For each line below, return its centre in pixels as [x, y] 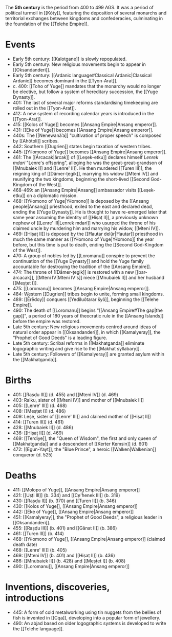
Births [18, 381]
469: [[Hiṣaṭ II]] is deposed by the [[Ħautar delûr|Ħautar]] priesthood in [88, 234]
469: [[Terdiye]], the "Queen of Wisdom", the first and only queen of [85, 438]
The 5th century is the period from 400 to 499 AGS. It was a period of [79, 7]
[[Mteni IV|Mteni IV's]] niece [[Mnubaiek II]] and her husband [100, 277]
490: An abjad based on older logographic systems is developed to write [89, 623]
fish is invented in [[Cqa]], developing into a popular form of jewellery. [86, 617]
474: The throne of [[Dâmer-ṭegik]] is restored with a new [73, 272]
